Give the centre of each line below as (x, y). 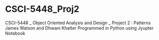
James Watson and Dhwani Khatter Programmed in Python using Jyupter (79, 28)
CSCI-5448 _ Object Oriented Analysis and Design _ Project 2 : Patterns (78, 23)
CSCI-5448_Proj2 (42, 9)
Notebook (15, 33)
